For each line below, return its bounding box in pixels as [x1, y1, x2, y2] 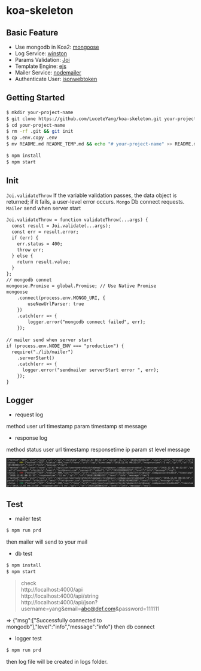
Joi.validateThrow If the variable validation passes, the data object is [6, 192, 177, 199]
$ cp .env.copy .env [6, 135, 58, 141]
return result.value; [17, 259, 71, 265]
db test [14, 550, 33, 557]
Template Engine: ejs [14, 62, 67, 70]
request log [14, 411, 44, 418]
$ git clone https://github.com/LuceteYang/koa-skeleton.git [6, 115, 162, 122]
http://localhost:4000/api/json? [20, 598, 98, 606]
